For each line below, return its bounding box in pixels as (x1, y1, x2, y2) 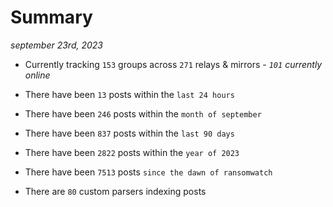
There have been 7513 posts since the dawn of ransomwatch (24, 166, 273, 178)
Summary (10, 6, 93, 29)
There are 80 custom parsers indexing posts (24, 185, 207, 197)
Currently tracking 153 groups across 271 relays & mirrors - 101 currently (24, 58, 323, 70)
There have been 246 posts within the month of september (24, 107, 262, 120)
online (24, 69, 51, 81)
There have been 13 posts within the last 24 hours (24, 88, 235, 100)
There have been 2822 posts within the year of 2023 (24, 146, 240, 158)
